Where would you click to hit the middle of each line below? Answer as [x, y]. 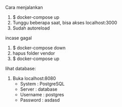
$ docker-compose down [39, 48]
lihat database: [21, 69]
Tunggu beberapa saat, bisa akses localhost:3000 [65, 23]
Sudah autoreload [31, 28]
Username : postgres [42, 95]
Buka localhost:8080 [34, 78]
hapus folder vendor [34, 53]
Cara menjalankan [24, 7]
